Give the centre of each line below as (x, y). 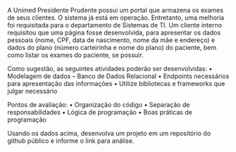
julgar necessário (32, 91)
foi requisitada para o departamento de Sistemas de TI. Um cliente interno (115, 25)
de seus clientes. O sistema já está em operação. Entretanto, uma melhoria (116, 18)
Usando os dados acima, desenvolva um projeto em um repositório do (109, 133)
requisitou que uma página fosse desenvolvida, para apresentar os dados (114, 32)
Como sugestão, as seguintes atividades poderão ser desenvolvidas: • (110, 69)
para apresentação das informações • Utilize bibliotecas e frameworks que (116, 83)
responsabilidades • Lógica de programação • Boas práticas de (100, 112)
